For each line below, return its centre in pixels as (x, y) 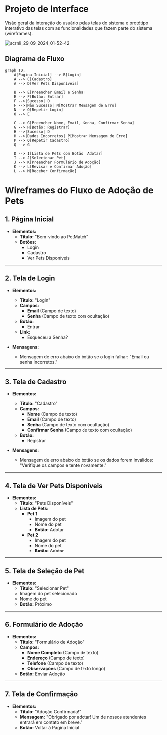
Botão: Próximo (36, 604)
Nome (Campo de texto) (52, 414)
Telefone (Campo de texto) (55, 663)
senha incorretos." (39, 362)
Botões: (28, 242)
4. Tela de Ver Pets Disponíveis (54, 485)
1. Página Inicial (29, 220)
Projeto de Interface (47, 9)
